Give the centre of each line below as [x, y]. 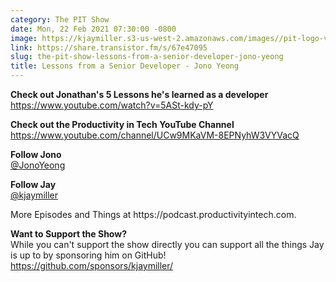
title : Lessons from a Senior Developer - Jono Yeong [125, 66]
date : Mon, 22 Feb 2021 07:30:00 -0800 [93, 29]
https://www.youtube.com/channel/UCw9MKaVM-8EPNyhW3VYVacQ [155, 135]
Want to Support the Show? [68, 234]
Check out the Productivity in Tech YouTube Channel [122, 124]
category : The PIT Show [60, 19]
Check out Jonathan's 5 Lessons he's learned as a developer [139, 94]
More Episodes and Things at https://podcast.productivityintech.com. [153, 214]
